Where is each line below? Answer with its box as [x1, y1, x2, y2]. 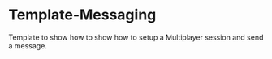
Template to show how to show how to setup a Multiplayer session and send [8, 32, 264, 42]
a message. [8, 40, 47, 50]
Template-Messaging [8, 6, 157, 24]
